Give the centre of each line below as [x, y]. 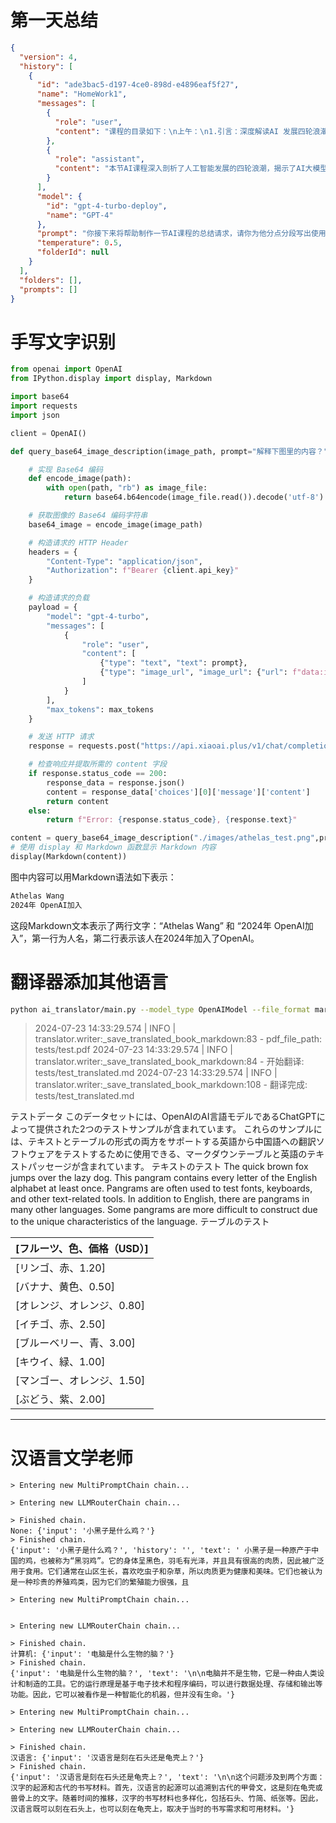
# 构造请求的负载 [59, 598]
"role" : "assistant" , [99, 159]
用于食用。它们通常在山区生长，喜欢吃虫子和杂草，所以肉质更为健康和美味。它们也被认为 [166, 1572]
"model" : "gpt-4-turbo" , [98, 616]
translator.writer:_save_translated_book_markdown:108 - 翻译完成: [171, 1085]
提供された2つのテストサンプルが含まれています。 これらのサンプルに [179, 1129]
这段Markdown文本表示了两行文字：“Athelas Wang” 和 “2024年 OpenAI [157, 925]
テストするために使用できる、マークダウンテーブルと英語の [185, 1154]
